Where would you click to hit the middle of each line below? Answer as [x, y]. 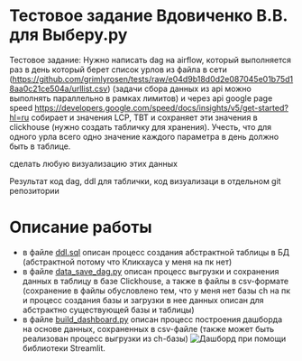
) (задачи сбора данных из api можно [179, 88]
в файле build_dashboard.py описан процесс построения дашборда [152, 319]
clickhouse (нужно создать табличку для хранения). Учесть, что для [141, 126]
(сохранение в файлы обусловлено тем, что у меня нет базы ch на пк [156, 291]
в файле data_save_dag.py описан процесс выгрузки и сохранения [151, 271]
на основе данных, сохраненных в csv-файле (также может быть [148, 329]
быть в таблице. [40, 146]
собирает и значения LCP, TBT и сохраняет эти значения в [145, 117]
